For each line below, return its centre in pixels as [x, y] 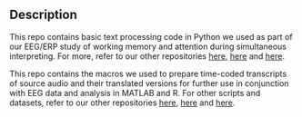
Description [43, 15]
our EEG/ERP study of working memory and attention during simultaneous [148, 46]
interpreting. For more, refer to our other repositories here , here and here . [147, 56]
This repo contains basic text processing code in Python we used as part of [151, 36]
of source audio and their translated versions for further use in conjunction [149, 83]
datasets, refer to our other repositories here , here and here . [122, 102]
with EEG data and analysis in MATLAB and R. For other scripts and [135, 93]
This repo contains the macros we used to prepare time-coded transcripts [148, 73]
